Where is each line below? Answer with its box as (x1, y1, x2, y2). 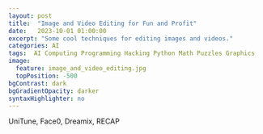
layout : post (8, 11, 53, 20)
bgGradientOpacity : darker (8, 86, 100, 95)
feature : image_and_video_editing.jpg (15, 65, 147, 73)
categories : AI (8, 42, 60, 50)
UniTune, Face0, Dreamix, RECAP (8, 116, 120, 126)
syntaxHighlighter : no (8, 94, 85, 103)
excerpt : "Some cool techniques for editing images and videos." (8, 34, 233, 43)
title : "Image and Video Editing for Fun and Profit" (8, 19, 197, 27)
